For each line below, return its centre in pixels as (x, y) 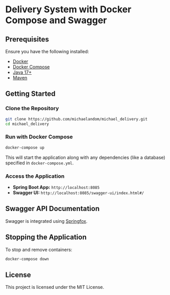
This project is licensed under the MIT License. (55, 287)
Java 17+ (22, 72)
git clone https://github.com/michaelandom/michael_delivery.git (76, 119)
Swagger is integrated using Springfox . (47, 221)
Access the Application (35, 176)
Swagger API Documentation (52, 209)
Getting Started (30, 94)
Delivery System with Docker (68, 9)
